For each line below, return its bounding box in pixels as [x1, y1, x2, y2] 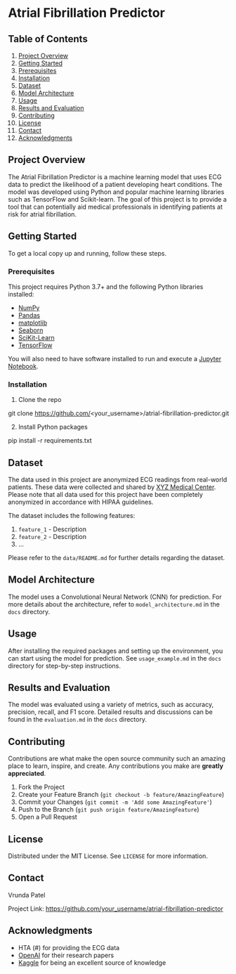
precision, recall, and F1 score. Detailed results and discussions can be [8, 708, 213, 716]
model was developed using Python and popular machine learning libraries [8, 188, 225, 196]
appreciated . [8, 770, 46, 778]
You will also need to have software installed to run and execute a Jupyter [8, 354, 222, 363]
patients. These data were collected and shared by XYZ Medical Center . [8, 483, 216, 491]
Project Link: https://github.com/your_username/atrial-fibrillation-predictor [8, 904, 223, 913]
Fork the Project [18, 783, 65, 791]
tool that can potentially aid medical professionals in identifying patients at [8, 202, 223, 211]
